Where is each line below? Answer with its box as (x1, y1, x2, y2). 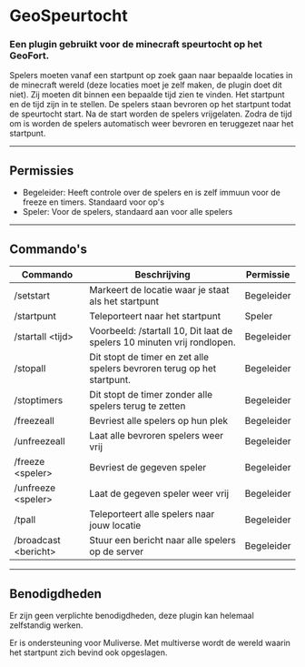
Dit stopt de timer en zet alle (89, 351, 210, 364)
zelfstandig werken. (9, 620, 84, 631)
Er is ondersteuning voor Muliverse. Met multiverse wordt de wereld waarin (9, 637, 290, 648)
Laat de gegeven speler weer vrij (89, 488, 230, 500)
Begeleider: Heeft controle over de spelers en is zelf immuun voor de (22, 187, 281, 198)
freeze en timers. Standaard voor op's (22, 197, 165, 207)
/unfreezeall (14, 435, 65, 448)
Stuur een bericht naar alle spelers (89, 534, 236, 547)
